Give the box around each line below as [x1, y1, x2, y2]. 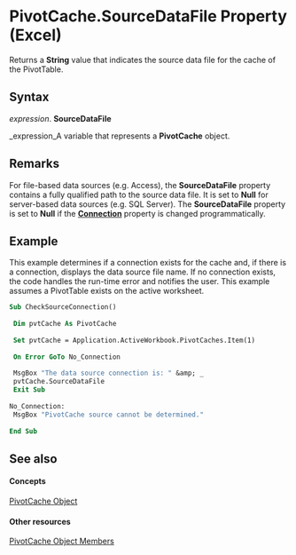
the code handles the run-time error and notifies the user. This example [9, 276, 270, 287]
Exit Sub [12, 385, 46, 394]
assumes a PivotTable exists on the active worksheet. [9, 286, 205, 297]
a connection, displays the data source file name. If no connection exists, [9, 266, 277, 277]
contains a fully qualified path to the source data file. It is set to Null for [9, 189, 269, 200]
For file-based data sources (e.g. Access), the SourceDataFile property [9, 179, 271, 190]
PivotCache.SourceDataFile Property [9, 6, 288, 27]
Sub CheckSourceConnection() [9, 303, 117, 312]
